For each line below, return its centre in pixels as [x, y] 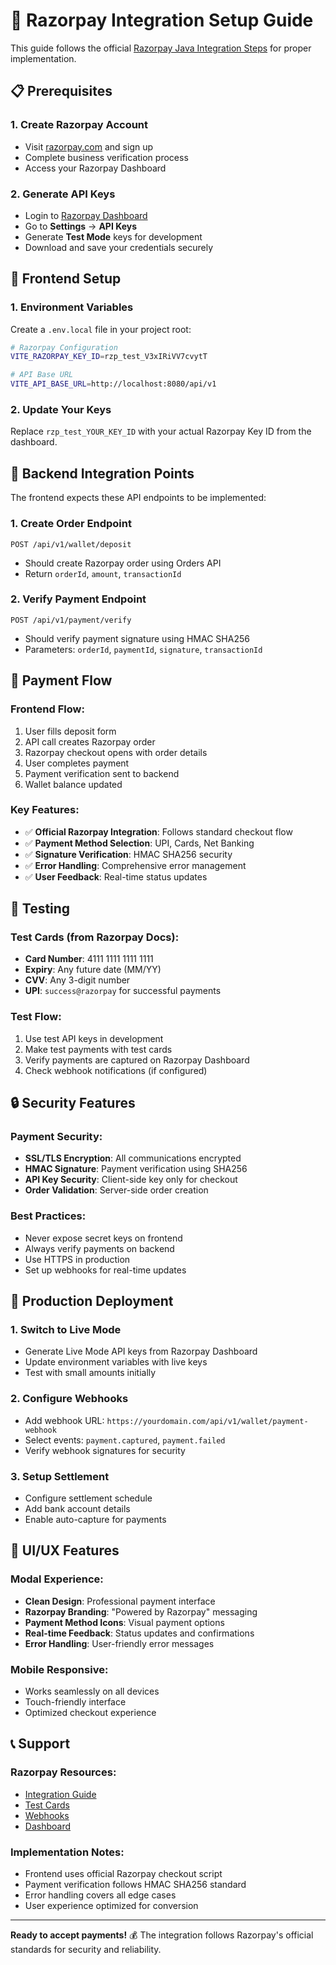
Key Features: [45, 810]
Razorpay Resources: [63, 1772]
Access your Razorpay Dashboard [95, 168]
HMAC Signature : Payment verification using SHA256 [136, 1169]
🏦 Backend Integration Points [102, 473]
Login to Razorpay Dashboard [86, 215]
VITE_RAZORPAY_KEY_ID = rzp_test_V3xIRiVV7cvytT [109, 357]
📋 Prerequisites [61, 91]
